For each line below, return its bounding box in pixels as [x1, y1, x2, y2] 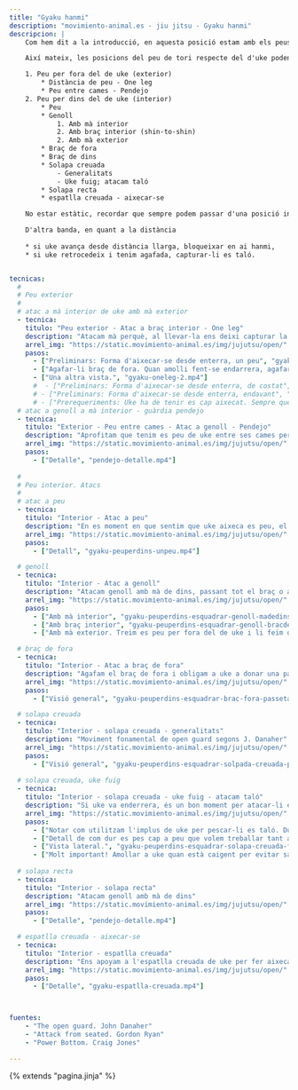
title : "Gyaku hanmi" [9, 12, 90, 22]
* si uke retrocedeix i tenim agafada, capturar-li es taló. [25, 250, 255, 259]
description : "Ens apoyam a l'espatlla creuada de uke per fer [25, 957, 264, 966]
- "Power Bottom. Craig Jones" [25, 1038, 141, 1047]
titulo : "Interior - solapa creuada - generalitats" [25, 727, 224, 736]
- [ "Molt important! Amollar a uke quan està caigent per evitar [32, 850, 279, 859]
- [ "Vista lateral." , [32, 842, 114, 851]
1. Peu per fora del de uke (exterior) [25, 70, 173, 79]
